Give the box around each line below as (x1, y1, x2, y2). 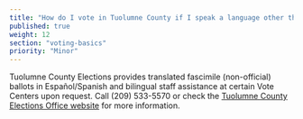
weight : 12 (9, 30, 50, 39)
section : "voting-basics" (9, 38, 106, 48)
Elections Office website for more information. (9, 100, 180, 111)
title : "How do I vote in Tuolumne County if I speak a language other (9, 13, 284, 23)
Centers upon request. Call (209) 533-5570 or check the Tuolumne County (9, 91, 289, 102)
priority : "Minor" (9, 47, 78, 56)
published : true (9, 22, 70, 31)
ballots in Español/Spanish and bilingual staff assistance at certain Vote (9, 81, 275, 92)
